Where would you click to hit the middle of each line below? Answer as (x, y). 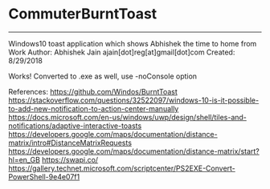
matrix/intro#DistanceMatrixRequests (70, 143)
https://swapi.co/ (70, 159)
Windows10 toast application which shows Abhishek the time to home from (133, 43)
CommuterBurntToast (83, 14)
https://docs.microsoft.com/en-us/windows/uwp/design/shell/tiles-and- (128, 117)
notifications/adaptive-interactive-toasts (75, 126)
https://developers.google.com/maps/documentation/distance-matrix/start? (134, 151)
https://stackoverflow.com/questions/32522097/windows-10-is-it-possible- (134, 100)
